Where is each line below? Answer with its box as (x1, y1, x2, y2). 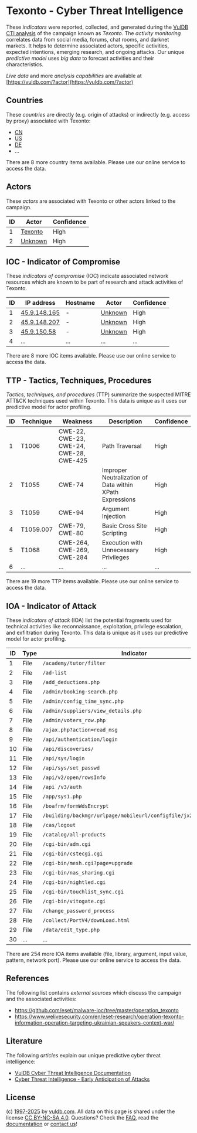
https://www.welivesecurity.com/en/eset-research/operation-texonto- (14, 1013, 185, 1020)
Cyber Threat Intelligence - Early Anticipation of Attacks (14, 1076, 150, 1083)
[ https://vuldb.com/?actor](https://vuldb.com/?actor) (6, 78, 134, 86)
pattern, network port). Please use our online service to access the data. (6, 957, 181, 964)
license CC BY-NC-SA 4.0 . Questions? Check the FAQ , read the (6, 1114, 159, 1121)
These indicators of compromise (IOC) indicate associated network (6, 273, 169, 280)
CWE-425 (58, 457, 88, 465)
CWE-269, (58, 546, 90, 554)
